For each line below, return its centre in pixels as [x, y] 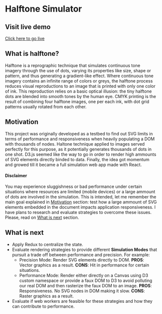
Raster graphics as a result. [46, 296]
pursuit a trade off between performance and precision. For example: [81, 255]
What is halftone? [32, 54]
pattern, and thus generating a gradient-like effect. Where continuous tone [79, 76]
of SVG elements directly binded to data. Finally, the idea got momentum [77, 159]
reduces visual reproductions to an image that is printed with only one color [80, 86]
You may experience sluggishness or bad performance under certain [74, 186]
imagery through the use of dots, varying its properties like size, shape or [78, 70]
